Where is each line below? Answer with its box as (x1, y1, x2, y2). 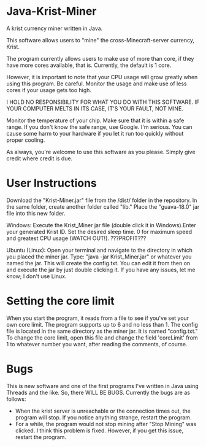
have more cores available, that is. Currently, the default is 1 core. (6, 61, 172, 69)
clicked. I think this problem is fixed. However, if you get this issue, (15, 427, 184, 434)
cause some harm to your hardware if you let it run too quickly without (6, 130, 184, 137)
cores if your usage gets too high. (6, 86, 92, 93)
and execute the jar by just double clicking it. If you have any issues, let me (6, 266, 196, 273)
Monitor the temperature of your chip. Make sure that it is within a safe (6, 117, 185, 124)
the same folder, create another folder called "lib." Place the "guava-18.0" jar (6, 203, 200, 210)
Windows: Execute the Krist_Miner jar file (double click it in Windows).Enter (6, 221, 196, 228)
